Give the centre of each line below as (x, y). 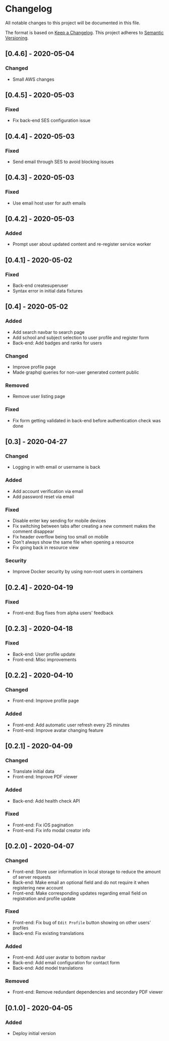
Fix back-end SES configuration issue (51, 120)
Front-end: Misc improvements (45, 659)
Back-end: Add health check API (46, 801)
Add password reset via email (43, 497)
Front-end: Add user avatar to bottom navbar (59, 957)
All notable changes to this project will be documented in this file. (73, 23)
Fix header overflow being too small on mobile (60, 536)
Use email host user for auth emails (49, 203)
